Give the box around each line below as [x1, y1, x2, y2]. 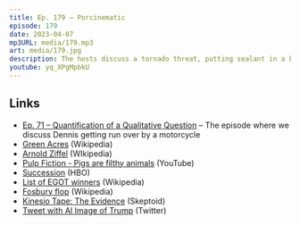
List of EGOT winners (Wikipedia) [21, 176, 145, 187]
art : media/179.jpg [9, 46, 82, 55]
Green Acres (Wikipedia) [21, 138, 113, 149]
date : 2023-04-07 [9, 29, 74, 38]
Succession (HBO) [21, 167, 91, 178]
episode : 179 [9, 21, 58, 30]
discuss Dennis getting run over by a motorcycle [21, 129, 201, 139]
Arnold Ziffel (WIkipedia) [21, 148, 113, 159]
